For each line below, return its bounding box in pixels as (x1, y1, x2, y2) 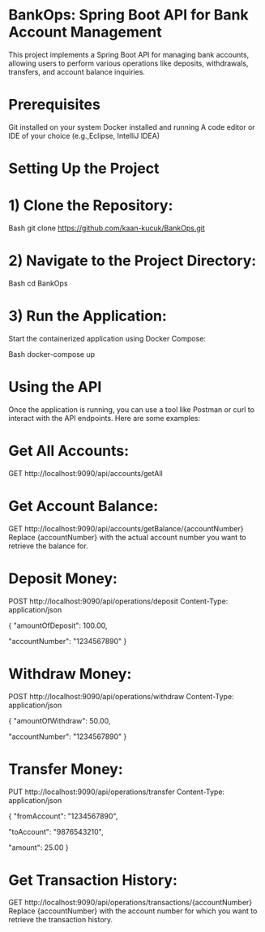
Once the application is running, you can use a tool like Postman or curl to (8, 404, 255, 414)
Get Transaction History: (8, 870, 178, 889)
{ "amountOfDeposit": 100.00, (8, 621, 108, 630)
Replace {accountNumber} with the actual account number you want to (8, 532, 246, 542)
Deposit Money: (8, 569, 118, 587)
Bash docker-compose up (8, 349, 96, 359)
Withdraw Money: (8, 664, 132, 683)
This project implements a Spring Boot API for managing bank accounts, (8, 49, 250, 59)
